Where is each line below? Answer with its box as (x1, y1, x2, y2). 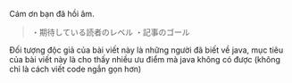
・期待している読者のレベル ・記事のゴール (30, 27, 190, 37)
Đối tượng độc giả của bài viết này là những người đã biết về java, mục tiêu (9, 45, 284, 55)
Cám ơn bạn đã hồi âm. (9, 9, 96, 19)
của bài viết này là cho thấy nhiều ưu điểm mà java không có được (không (9, 54, 281, 64)
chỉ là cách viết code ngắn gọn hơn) (9, 63, 142, 74)
